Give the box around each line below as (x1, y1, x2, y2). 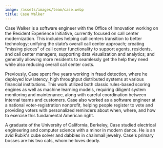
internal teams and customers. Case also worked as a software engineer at (5, 97, 156, 103)
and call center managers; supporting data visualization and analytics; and (5, 51, 155, 57)
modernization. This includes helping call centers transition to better (5, 35, 143, 42)
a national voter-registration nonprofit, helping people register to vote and (5, 102, 153, 108)
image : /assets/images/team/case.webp (5, 7, 84, 12)
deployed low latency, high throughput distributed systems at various (5, 76, 144, 82)
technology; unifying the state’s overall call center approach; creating (5, 41, 144, 46)
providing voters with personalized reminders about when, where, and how (5, 107, 156, 113)
